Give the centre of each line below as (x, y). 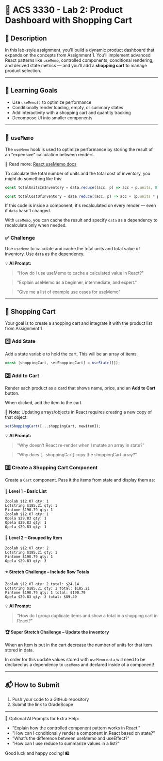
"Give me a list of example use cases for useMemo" (69, 292)
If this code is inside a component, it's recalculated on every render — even (81, 205)
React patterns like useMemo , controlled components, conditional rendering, (79, 60)
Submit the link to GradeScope (43, 704)
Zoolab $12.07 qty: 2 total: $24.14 (42, 584)
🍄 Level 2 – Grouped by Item (33, 538)
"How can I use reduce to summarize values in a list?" (66, 743)
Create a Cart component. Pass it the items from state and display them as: (80, 480)
